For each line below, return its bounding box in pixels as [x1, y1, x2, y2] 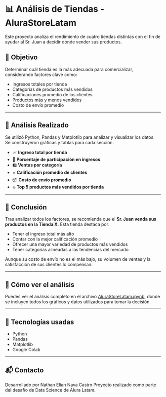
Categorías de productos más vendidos [12, 86, 93, 92]
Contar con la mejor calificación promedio [12, 236, 98, 242]
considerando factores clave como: [5, 72, 78, 78]
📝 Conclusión [5, 203, 47, 211]
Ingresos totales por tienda [12, 81, 67, 87]
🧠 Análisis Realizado [5, 121, 69, 129]
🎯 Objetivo [5, 53, 38, 62]
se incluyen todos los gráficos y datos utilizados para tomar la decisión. [5, 299, 151, 305]
